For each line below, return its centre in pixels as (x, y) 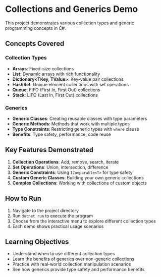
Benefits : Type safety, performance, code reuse (62, 134)
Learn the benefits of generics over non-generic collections (73, 259)
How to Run (23, 198)
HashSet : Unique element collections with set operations (70, 84)
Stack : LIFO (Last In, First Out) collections (55, 95)
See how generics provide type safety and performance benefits (78, 270)
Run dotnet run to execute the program (53, 216)
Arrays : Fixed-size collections (43, 68)
